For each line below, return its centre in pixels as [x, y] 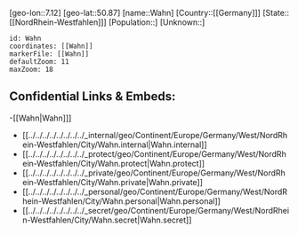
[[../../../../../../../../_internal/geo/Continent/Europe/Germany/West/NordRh [155, 135]
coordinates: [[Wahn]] [51, 46]
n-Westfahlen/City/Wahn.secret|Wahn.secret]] [107, 220]
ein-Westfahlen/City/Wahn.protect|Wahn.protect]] [113, 163]
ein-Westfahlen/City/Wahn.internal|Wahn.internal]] [114, 144]
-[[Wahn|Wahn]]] [40, 118]
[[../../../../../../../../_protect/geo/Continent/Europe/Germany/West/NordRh [154, 153]
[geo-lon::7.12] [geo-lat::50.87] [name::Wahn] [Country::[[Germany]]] [135, 13]
